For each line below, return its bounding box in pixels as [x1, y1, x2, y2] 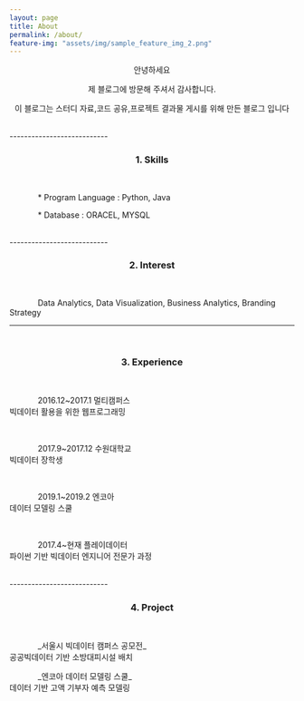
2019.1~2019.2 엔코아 [37, 492, 115, 502]
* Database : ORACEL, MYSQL [37, 209, 151, 220]
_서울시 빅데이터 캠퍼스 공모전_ [37, 640, 147, 651]
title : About [9, 22, 59, 31]
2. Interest [128, 259, 176, 272]
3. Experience [120, 355, 184, 368]
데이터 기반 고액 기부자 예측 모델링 [9, 682, 130, 694]
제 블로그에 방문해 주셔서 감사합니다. [88, 83, 216, 95]
